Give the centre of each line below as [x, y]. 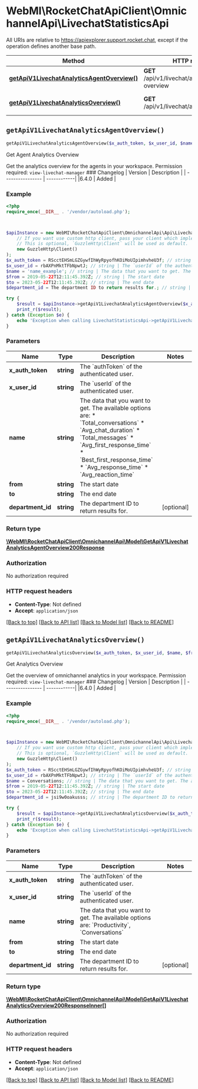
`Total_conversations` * [112, 423]
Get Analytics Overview [35, 664]
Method [73, 60]
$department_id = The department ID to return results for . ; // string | [99, 288]
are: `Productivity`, [105, 925]
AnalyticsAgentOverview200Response [55, 548]
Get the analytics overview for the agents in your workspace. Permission [94, 166]
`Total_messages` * [107, 438]
